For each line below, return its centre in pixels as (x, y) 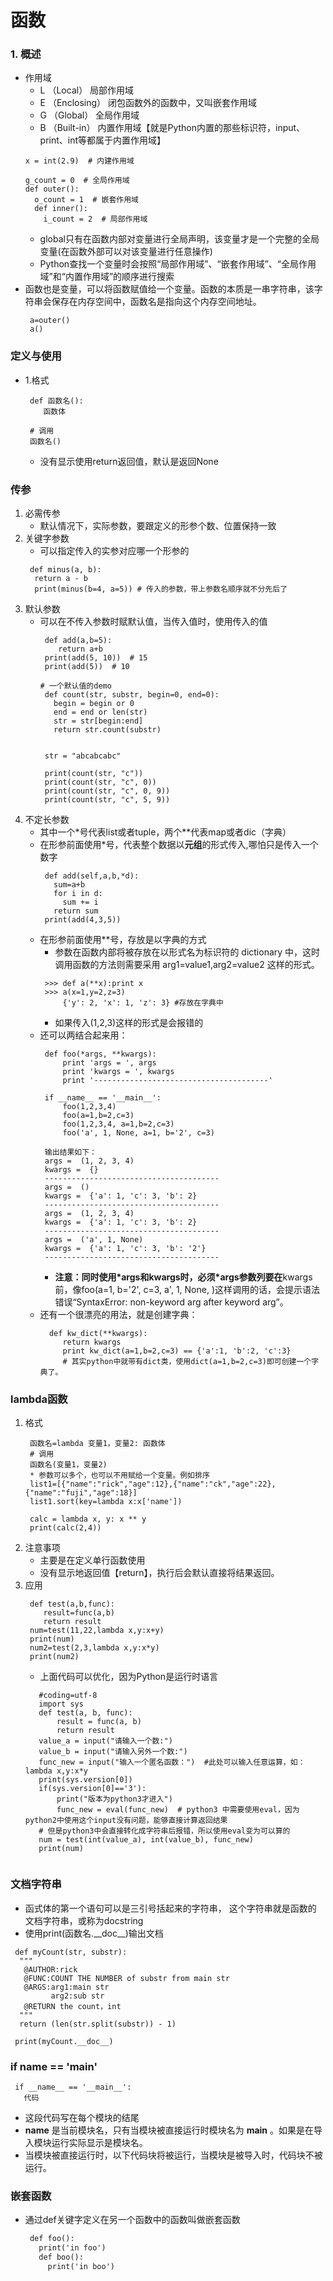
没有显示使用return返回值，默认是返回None (129, 461)
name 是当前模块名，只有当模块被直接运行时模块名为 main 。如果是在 (169, 2130)
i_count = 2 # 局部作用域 (95, 219)
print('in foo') (72, 2248)
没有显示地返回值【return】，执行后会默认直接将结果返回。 (159, 1573)
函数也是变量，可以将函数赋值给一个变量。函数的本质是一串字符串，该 (169, 289)
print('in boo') (81, 2266)
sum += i (80, 902)
